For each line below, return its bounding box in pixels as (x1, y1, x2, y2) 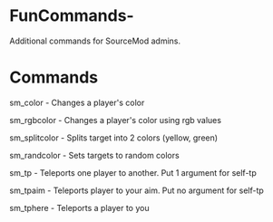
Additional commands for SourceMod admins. (9, 35, 181, 46)
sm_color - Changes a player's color (9, 97, 145, 108)
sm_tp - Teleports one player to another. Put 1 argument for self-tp (9, 167, 257, 178)
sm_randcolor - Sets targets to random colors (9, 150, 180, 160)
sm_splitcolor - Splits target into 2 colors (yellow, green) (9, 132, 219, 143)
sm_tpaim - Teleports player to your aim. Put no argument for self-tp (9, 185, 265, 196)
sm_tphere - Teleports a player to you (9, 202, 150, 213)
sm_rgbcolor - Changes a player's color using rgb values (9, 114, 222, 125)
